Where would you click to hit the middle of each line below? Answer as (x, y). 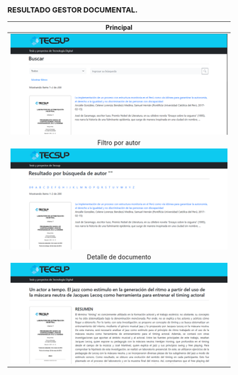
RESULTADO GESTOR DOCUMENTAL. (73, 10)
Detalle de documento (119, 257)
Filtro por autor (119, 142)
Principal (119, 27)
